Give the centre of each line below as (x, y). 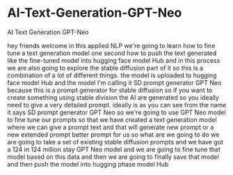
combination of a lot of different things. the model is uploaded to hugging (112, 75)
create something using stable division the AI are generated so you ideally (113, 97)
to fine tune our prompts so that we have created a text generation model (112, 119)
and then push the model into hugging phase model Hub (88, 164)
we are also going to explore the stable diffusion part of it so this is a (105, 68)
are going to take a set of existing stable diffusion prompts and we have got (115, 142)
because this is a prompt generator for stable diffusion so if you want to (110, 90)
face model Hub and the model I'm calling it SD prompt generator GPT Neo (114, 82)
